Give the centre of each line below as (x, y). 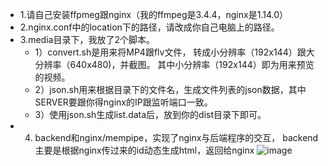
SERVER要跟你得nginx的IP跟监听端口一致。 (123, 102)
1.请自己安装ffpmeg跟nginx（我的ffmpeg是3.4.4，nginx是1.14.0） (153, 14)
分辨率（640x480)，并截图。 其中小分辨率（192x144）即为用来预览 (174, 64)
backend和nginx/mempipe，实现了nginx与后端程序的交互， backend (176, 137)
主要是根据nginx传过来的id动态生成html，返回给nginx (144, 150)
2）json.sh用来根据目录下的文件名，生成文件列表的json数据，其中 (170, 89)
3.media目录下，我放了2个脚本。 (87, 39)
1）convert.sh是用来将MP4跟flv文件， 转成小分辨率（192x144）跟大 (174, 52)
